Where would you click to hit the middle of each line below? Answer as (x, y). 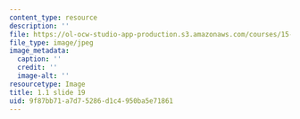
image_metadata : (39, 51)
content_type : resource (54, 17)
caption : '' (40, 59)
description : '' (39, 26)
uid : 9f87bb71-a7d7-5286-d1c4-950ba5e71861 (92, 101)
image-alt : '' (43, 76)
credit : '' (37, 68)
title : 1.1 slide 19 (48, 92)
